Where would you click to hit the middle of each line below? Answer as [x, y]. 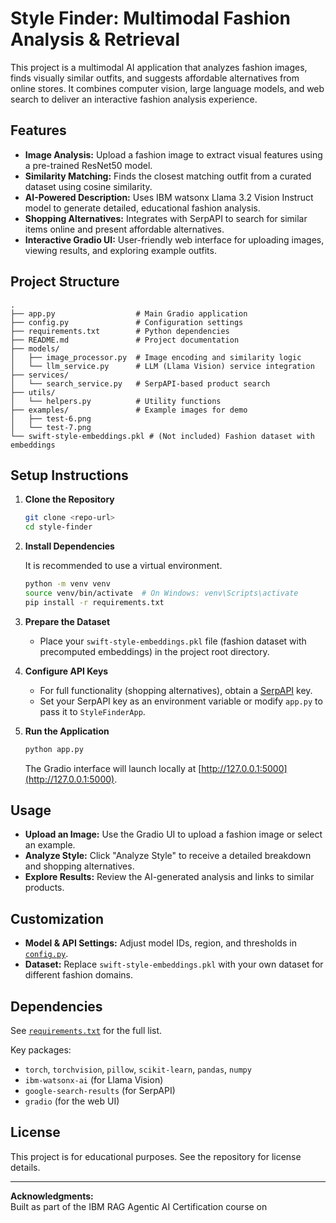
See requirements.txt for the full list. [86, 1031]
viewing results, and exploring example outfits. [120, 250]
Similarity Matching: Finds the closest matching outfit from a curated [168, 176]
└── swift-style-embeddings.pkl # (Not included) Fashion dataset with [162, 436]
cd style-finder [58, 527]
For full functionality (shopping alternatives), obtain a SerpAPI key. [176, 690]
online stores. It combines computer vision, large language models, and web [167, 88]
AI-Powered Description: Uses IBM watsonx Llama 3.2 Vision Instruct [169, 197]
